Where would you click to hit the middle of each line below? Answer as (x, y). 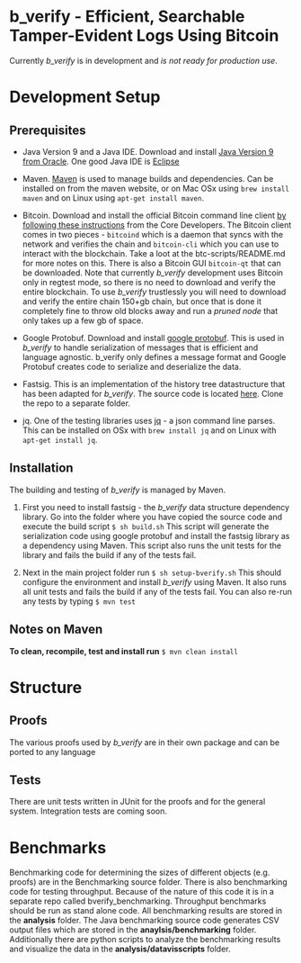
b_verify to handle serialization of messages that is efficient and (140, 347)
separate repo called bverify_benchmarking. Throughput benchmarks (138, 901)
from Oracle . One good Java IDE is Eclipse (101, 161)
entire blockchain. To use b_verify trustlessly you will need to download (154, 292)
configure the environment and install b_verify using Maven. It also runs (155, 581)
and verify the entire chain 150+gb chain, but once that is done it (142, 301)
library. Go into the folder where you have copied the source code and (152, 517)
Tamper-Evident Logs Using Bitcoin (144, 36)
